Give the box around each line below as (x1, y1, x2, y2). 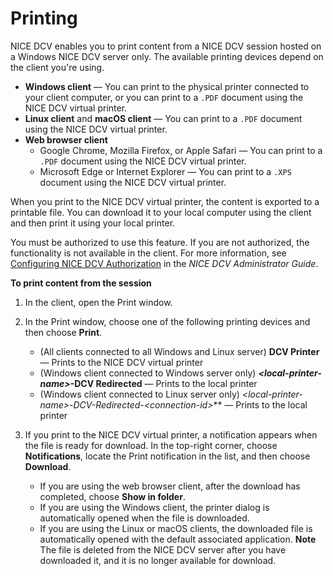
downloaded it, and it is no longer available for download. (39, 554, 277, 566)
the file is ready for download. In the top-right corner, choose (24, 439, 278, 451)
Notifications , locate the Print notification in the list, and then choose (24, 450, 311, 462)
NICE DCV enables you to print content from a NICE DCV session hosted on (10, 40, 322, 52)
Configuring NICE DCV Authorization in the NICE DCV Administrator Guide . (10, 257, 319, 269)
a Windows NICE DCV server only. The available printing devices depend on (10, 50, 324, 62)
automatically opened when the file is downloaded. (39, 512, 250, 524)
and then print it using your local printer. (10, 217, 176, 229)
